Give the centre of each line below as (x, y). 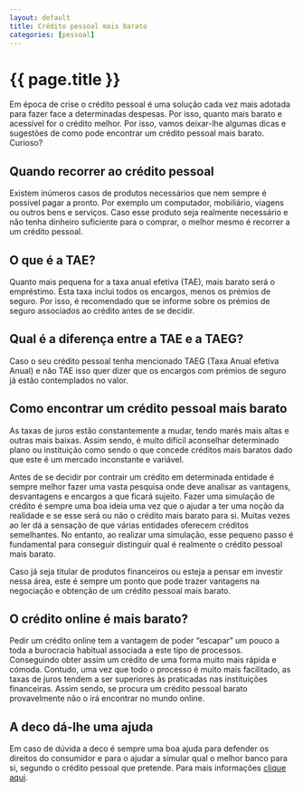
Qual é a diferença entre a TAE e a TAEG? (127, 339)
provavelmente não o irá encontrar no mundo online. (107, 699)
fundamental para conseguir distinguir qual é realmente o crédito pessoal (146, 544)
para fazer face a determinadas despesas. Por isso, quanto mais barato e (146, 114)
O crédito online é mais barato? (99, 619)
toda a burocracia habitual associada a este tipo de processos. (126, 650)
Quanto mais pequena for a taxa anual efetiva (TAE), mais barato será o (142, 281)
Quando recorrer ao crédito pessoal (112, 172)
